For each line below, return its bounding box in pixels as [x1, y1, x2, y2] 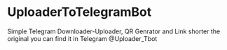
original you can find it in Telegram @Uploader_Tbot [7, 34, 158, 42]
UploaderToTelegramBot [7, 4, 152, 20]
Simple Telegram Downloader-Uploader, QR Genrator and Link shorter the [7, 27, 221, 35]
